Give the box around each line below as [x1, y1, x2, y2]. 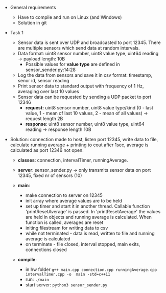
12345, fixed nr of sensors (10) [17, 172, 82, 178]
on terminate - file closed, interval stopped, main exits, [25, 241, 140, 247]
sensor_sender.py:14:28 [25, 66, 76, 73]
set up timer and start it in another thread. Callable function [25, 203, 150, 209]
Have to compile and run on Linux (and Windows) [17, 14, 122, 20]
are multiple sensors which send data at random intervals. [17, 45, 140, 51]
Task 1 [10, 30, 24, 35]
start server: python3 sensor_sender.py [25, 282, 108, 288]
